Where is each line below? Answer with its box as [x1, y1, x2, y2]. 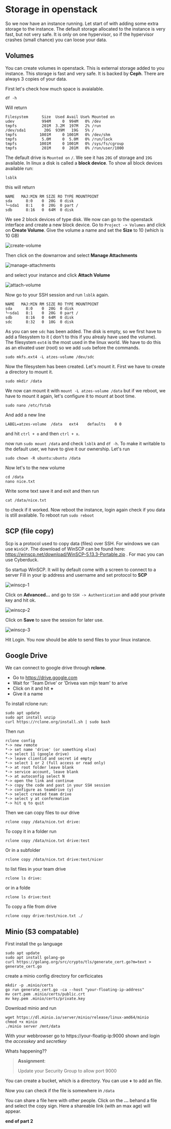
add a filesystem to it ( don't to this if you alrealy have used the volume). [5, 334, 157, 340]
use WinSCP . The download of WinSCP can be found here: [5, 546, 126, 552]
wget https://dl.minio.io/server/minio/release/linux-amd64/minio [5, 1015, 149, 1020]
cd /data [5, 474, 24, 479]
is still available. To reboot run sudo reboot [5, 512, 94, 518]
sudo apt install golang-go [5, 955, 65, 960]
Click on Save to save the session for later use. [5, 616, 104, 623]
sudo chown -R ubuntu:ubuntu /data [5, 455, 81, 461]
